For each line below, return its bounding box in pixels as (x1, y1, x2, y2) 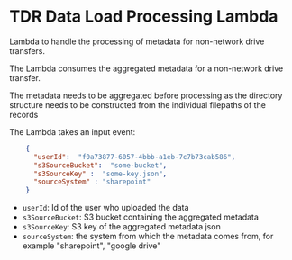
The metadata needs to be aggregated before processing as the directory (9, 90, 283, 101)
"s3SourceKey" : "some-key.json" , (32, 169, 168, 178)
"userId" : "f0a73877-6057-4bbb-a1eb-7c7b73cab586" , (32, 152, 236, 161)
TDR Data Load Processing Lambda (9, 6, 278, 27)
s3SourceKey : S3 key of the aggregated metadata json (22, 221, 221, 232)
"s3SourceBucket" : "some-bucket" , (32, 160, 168, 170)
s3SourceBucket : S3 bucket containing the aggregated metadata (22, 211, 260, 222)
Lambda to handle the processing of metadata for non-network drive (9, 36, 265, 47)
